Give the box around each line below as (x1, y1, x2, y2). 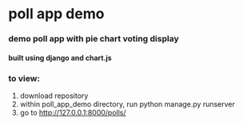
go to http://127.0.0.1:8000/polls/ (19, 108, 126, 117)
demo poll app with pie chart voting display (8, 33, 180, 45)
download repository (19, 91, 89, 100)
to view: (8, 72, 40, 84)
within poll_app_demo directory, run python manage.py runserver (19, 100, 236, 108)
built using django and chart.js (8, 53, 112, 62)
